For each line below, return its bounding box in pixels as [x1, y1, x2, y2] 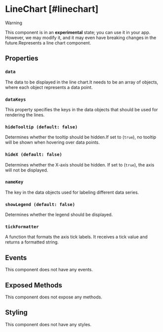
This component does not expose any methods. [5, 294, 102, 300]
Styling [5, 308, 28, 317]
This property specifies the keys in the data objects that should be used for [5, 106, 158, 112]
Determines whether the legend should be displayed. [5, 211, 113, 218]
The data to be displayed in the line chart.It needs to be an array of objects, [5, 79, 159, 85]
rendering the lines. [5, 112, 45, 118]
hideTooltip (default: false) [5, 124, 78, 129]
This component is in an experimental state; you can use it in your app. [5, 29, 151, 35]
